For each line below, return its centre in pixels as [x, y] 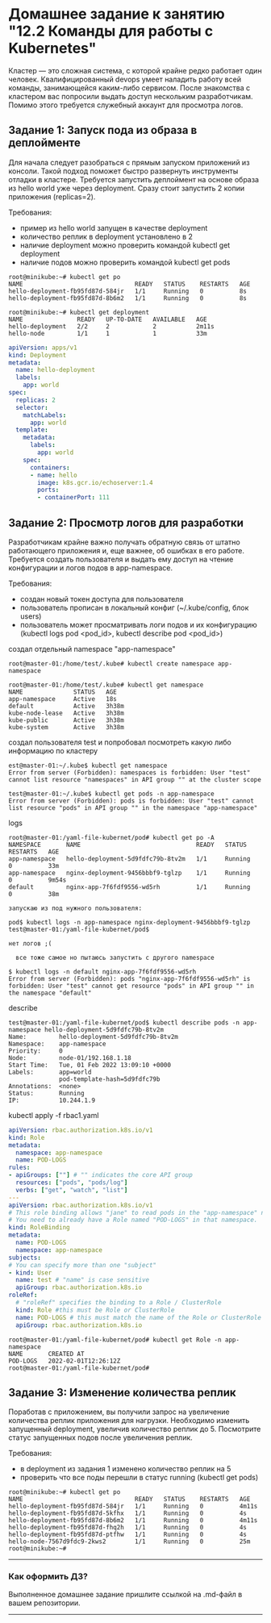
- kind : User [30, 1273]
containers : [50, 467]
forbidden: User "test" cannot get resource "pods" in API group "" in [131, 986]
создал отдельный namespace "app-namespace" [92, 649]
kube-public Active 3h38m [67, 720]
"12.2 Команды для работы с [111, 31]
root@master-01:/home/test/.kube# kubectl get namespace [106, 685]
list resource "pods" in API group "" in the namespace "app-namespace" [133, 807]
